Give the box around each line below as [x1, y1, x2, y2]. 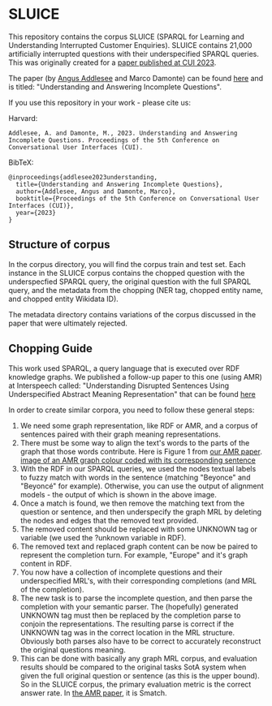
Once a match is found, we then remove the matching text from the [19, 498, 245, 508]
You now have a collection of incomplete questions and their [19, 567, 223, 577]
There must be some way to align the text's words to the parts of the [19, 437, 250, 447]
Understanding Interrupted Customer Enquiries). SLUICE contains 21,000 [8, 40, 253, 50]
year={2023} [15, 209, 57, 217]
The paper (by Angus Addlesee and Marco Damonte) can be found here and [8, 73, 264, 83]
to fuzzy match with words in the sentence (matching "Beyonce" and [19, 472, 251, 482]
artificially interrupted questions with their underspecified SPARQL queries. [8, 49, 260, 58]
